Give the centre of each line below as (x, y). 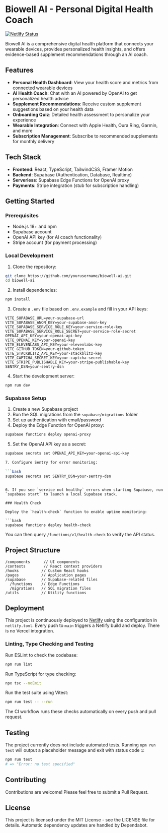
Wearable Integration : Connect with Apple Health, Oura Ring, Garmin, (85, 125)
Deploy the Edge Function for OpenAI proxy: (58, 425)
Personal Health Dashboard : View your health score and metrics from (85, 82)
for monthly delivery (33, 141)
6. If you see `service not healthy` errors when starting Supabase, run (84, 490)
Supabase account (32, 232)
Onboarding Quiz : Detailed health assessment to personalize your (81, 114)
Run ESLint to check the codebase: (41, 655)
